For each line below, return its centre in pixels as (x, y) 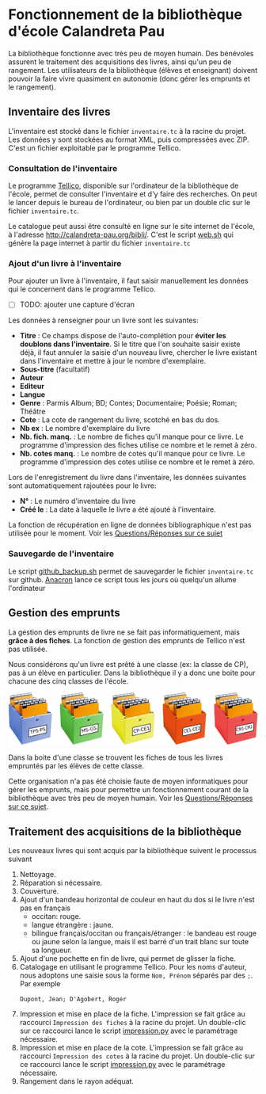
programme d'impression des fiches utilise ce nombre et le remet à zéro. (138, 445)
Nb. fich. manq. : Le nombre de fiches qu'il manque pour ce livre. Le (131, 436)
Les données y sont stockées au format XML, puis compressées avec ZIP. (129, 139)
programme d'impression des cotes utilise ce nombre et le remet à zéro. (137, 462)
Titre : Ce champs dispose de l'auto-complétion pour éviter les (123, 336)
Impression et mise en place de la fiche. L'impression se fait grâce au (132, 1014)
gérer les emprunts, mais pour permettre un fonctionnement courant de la (129, 790)
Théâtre (32, 412)
